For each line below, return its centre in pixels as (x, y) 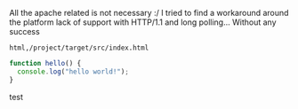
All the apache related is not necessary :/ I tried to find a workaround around (149, 13)
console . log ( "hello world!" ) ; (73, 71)
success (24, 31)
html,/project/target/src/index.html (79, 48)
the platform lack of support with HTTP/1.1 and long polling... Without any (143, 22)
